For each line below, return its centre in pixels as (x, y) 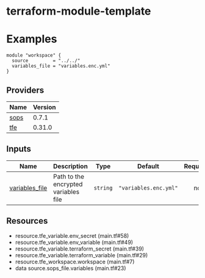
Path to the (68, 176)
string (103, 188)
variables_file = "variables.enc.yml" (61, 66)
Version (44, 107)
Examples (32, 39)
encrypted (68, 184)
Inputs (19, 149)
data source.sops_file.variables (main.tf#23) (70, 268)
